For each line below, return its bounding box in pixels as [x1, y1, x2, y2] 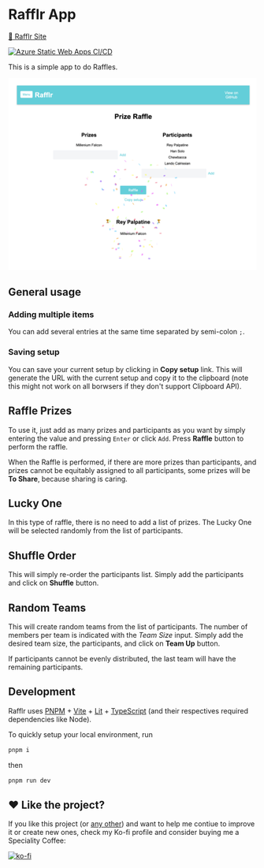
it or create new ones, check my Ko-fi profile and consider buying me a [8, 828, 240, 837]
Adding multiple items [8, 309, 95, 320]
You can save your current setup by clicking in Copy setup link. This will [8, 364, 243, 374]
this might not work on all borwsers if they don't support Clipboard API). [8, 381, 242, 391]
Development [8, 685, 76, 698]
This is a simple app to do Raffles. [8, 61, 118, 72]
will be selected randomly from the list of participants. [8, 526, 184, 535]
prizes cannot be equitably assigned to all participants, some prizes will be [8, 465, 251, 475]
